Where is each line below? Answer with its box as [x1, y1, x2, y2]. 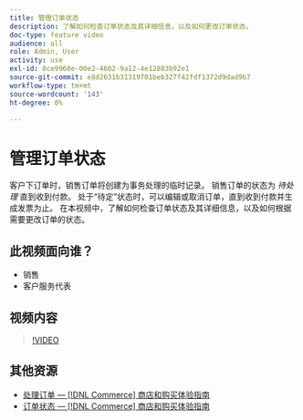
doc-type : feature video [9, 30, 104, 39]
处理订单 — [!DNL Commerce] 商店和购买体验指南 [22, 389, 210, 400]
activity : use [9, 56, 64, 65]
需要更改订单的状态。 [9, 214, 89, 225]
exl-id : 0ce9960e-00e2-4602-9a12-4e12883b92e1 [9, 65, 190, 74]
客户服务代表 [22, 281, 71, 292]
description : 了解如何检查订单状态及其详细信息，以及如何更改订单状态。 [9, 22, 254, 31]
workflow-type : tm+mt [9, 81, 92, 90]
